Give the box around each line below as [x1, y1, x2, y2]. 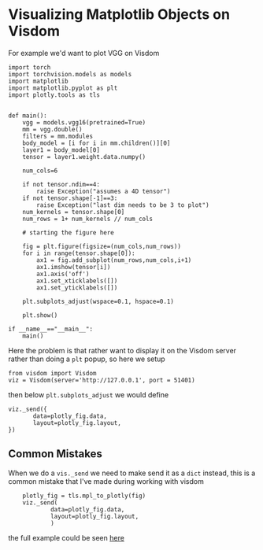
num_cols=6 [22, 167, 58, 175]
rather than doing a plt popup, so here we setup [8, 354, 165, 364]
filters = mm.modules [22, 132, 93, 140]
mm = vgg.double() [22, 125, 83, 133]
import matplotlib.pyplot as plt [8, 84, 118, 92]
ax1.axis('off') [36, 270, 90, 278]
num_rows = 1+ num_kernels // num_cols [22, 215, 154, 223]
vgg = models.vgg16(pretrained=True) [22, 118, 146, 127]
